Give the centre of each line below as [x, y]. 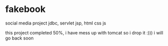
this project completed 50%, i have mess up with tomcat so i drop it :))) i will [84, 32]
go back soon [19, 38]
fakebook [25, 9]
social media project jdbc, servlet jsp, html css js [56, 23]
